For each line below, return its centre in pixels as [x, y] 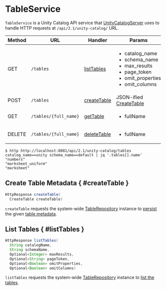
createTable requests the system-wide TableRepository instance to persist [81, 209]
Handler [98, 40]
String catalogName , [31, 245]
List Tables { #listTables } [45, 229]
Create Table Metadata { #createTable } [67, 183]
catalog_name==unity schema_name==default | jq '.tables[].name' [74, 155]
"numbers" [15, 159]
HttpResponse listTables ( [32, 241]
